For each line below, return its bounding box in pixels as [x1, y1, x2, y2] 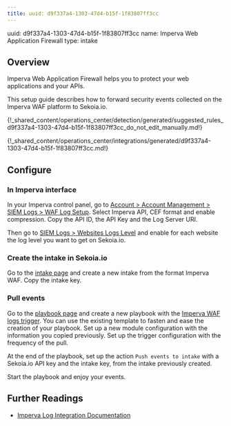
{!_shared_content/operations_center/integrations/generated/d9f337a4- [7, 137, 212, 145]
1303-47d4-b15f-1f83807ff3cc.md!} [7, 144, 109, 153]
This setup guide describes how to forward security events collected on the [7, 95, 222, 104]
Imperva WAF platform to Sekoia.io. [7, 103, 108, 111]
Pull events [7, 293, 46, 303]
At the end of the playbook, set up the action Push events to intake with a [7, 351, 219, 360]
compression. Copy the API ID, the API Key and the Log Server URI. [7, 215, 198, 224]
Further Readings [7, 393, 83, 405]
